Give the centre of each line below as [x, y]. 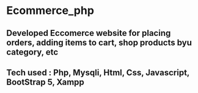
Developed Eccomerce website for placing [89, 33]
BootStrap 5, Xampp [45, 82]
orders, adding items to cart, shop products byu [99, 42]
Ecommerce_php [50, 11]
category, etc [32, 52]
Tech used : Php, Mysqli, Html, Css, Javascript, [98, 73]
